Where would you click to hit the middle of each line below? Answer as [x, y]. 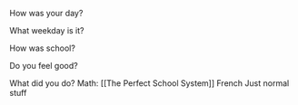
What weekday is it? [47, 30]
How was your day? [46, 13]
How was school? [42, 48]
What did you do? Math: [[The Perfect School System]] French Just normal [149, 83]
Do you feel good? [44, 66]
